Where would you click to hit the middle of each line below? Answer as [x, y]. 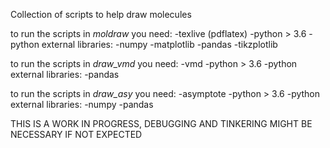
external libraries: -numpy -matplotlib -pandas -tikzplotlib [159, 44]
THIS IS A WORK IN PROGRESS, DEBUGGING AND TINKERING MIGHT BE [161, 123]
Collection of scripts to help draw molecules [101, 14]
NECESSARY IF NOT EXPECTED [76, 134]
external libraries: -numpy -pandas [82, 104]
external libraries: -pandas [65, 74]
